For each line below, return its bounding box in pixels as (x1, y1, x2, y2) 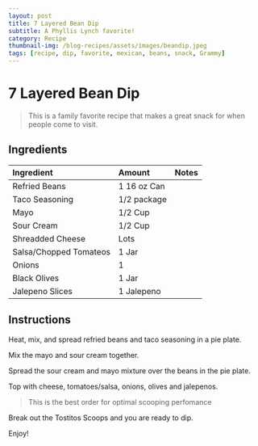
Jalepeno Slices (12, 285, 73, 297)
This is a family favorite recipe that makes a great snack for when (27, 111, 246, 120)
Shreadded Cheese (12, 233, 86, 244)
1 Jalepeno (118, 285, 161, 297)
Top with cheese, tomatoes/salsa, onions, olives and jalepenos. (8, 381, 218, 391)
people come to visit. (27, 119, 98, 129)
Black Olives (12, 272, 59, 284)
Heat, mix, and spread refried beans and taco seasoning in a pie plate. (8, 334, 242, 344)
